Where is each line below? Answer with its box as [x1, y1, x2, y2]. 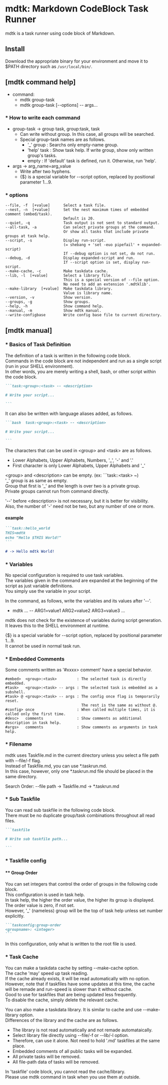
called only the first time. [5, 712, 66, 717]
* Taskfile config [5, 857, 46, 864]
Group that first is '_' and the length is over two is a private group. [5, 483, 140, 489]
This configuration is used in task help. [5, 892, 85, 898]
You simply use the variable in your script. [5, 588, 91, 594]
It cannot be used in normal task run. [5, 642, 81, 649]
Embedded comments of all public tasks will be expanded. [12, 1048, 133, 1054]
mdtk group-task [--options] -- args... [19, 102, 98, 108]
